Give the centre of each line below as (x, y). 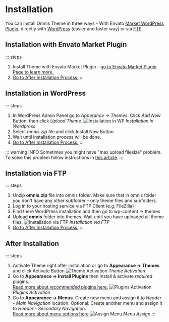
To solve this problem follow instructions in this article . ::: (64, 157)
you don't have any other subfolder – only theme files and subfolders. (85, 200)
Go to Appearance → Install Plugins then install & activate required (82, 276)
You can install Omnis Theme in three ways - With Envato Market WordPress (84, 23)
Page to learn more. (33, 72)
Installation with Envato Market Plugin (66, 45)
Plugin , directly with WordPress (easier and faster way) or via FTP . (74, 28)
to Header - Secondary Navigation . (49, 309)
